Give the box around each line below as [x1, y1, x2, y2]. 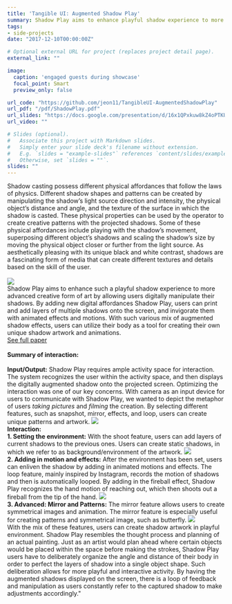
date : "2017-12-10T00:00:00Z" [7, 36, 95, 43]
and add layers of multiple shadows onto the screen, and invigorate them [7, 306, 215, 315]
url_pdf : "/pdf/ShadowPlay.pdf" [7, 105, 100, 113]
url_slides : [7, 112, 41, 119]
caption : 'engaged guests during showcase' [13, 73, 140, 80]
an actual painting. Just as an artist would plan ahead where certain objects [7, 538, 222, 547]
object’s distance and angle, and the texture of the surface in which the [7, 204, 210, 212]
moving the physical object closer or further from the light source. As [7, 241, 204, 249]
